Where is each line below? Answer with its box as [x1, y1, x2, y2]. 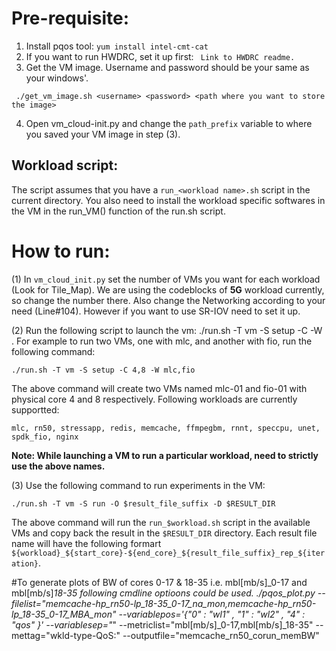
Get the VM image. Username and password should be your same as [25, 61, 310, 73]
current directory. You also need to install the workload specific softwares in [11, 194, 326, 206]
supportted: [11, 403, 60, 416]
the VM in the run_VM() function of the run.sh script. [11, 205, 226, 217]
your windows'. [25, 72, 89, 84]
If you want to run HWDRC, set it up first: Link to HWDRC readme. [25, 50, 296, 62]
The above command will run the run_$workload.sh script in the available [11, 516, 311, 528]
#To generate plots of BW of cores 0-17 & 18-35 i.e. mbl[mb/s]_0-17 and [11, 576, 308, 588]
